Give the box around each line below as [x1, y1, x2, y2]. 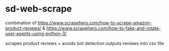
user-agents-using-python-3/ [5, 30, 67, 36]
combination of [5, 20, 37, 26]
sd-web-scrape [5, 3, 72, 15]
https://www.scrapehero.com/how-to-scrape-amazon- [37, 20, 152, 26]
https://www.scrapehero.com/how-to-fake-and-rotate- [46, 25, 161, 31]
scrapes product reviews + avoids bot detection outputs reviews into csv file [5, 40, 164, 46]
